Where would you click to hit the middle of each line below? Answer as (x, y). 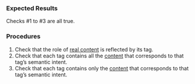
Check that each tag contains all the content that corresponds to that (99, 56)
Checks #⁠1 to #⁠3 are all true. (41, 21)
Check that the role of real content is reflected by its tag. (84, 49)
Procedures (23, 37)
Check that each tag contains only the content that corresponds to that (102, 68)
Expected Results (32, 8)
